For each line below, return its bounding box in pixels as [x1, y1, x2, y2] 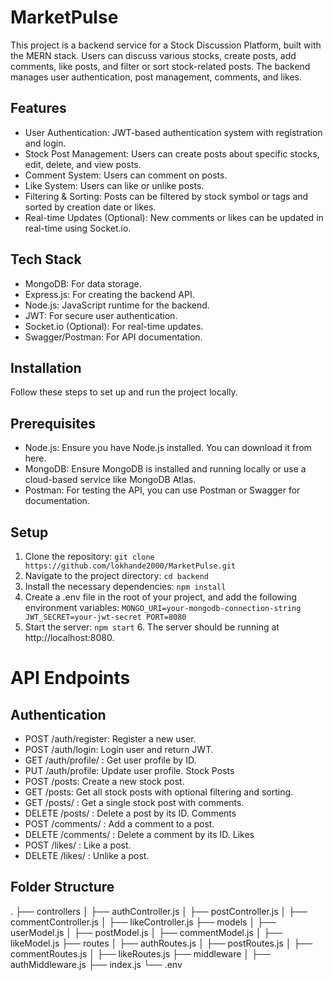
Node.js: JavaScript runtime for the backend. [24, 299, 210, 311]
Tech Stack [10, 251, 82, 268]
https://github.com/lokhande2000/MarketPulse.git [24, 561, 237, 571]
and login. [24, 137, 67, 149]
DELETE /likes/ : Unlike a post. [24, 850, 150, 861]
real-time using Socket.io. [24, 222, 132, 234]
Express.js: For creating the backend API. [24, 288, 195, 300]
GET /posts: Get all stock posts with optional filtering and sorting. [24, 786, 294, 798]
